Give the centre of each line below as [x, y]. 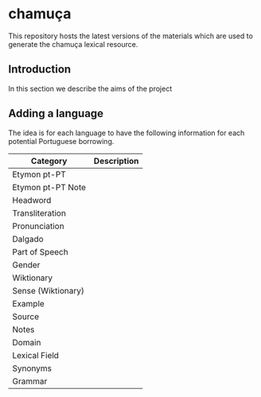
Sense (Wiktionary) [49, 290]
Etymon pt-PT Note [49, 187]
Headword [32, 200]
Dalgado [28, 239]
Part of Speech [41, 251]
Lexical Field [36, 355]
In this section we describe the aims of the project [90, 88]
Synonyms [32, 368]
